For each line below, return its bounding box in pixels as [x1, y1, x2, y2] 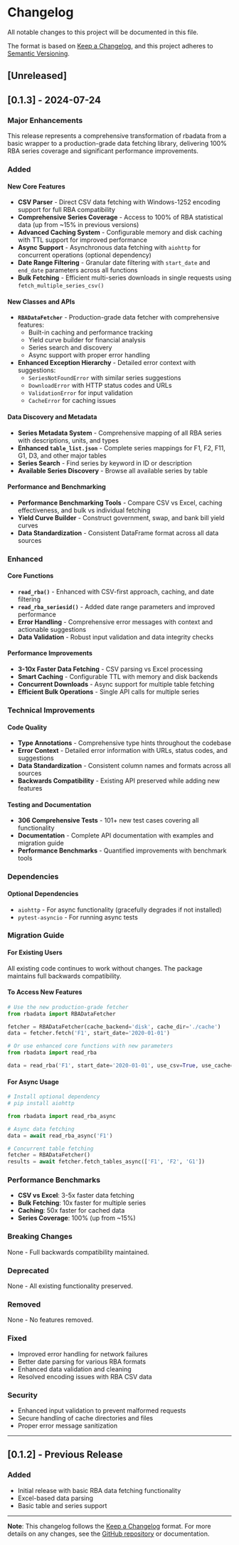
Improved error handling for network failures [17, 1349, 148, 1358]
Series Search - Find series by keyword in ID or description [17, 458, 192, 467]
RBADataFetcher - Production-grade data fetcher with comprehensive [17, 313, 220, 322]
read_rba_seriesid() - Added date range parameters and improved [17, 602, 216, 611]
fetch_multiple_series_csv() [17, 283, 105, 290]
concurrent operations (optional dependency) [17, 251, 152, 260]
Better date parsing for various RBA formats [17, 1357, 147, 1366]
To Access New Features [7, 988, 83, 996]
